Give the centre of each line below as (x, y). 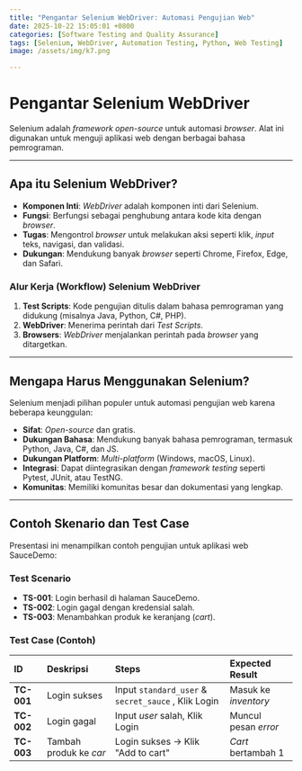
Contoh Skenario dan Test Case (100, 524)
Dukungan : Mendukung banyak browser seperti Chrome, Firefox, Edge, (155, 254)
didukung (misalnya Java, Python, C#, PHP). (104, 316)
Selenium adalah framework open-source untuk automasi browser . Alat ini (147, 129)
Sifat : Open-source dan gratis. (79, 429)
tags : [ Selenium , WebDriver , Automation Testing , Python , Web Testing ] (146, 43)
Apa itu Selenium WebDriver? (93, 184)
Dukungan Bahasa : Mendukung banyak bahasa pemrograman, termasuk (157, 439)
